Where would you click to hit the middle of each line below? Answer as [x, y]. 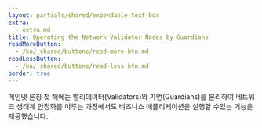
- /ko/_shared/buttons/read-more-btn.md [82, 52]
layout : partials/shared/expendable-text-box [84, 15]
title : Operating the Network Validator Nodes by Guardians [109, 37]
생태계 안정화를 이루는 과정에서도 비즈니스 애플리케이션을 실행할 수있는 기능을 [135, 106]
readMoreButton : [35, 44]
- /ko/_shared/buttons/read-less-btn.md [82, 66]
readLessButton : [35, 59]
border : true [29, 73]
